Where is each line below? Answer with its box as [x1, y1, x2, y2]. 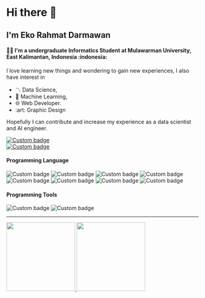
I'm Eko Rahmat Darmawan [6, 30, 111, 40]
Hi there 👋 [6, 5, 57, 20]
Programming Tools [6, 191, 57, 198]
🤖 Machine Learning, [15, 93, 68, 100]
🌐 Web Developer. [15, 99, 62, 106]
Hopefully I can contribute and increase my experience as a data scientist [6, 118, 192, 125]
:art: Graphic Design [15, 106, 66, 114]
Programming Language [6, 157, 69, 164]
